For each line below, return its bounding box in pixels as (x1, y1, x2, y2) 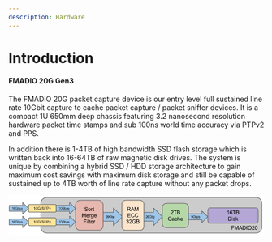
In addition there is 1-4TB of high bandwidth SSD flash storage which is (8, 144, 248, 154)
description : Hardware (8, 13, 85, 21)
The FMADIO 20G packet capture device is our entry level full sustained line (8, 94, 262, 104)
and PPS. (8, 129, 39, 138)
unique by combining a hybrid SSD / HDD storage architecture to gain (8, 162, 241, 172)
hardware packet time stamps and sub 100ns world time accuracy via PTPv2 (8, 120, 265, 129)
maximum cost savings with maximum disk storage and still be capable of (8, 170, 255, 180)
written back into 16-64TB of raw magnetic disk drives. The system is (8, 153, 241, 163)
